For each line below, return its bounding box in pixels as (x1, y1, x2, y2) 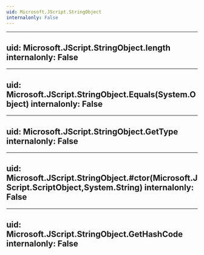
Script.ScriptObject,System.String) (6, 183, 143, 193)
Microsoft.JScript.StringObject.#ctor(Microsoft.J (6, 173, 198, 183)
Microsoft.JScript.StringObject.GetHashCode (6, 229, 183, 240)
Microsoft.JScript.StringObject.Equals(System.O (6, 89, 196, 100)
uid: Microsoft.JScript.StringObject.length (6, 42, 171, 53)
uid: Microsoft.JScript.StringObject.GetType (6, 126, 178, 137)
